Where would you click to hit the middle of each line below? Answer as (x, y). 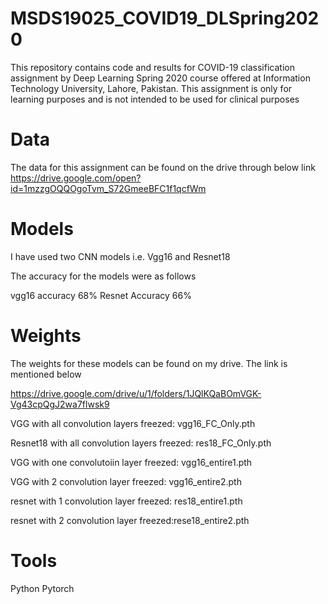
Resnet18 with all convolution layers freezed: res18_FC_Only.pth (141, 443)
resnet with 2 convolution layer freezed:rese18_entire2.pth (130, 520)
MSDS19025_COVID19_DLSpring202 (165, 18)
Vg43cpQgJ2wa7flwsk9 (60, 404)
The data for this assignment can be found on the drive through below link (163, 167)
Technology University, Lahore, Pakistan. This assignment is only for (151, 88)
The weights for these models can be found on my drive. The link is (149, 363)
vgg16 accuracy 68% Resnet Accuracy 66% (101, 295)
